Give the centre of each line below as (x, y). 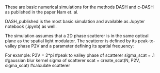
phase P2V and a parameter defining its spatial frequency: (76, 46)
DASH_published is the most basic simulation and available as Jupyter (75, 21)
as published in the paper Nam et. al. (42, 12)
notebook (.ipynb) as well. (31, 26)
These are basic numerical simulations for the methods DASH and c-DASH (80, 7)
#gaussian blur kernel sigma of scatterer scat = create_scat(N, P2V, (72, 60)
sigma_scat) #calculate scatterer (38, 65)
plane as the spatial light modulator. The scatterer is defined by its (71, 41)
